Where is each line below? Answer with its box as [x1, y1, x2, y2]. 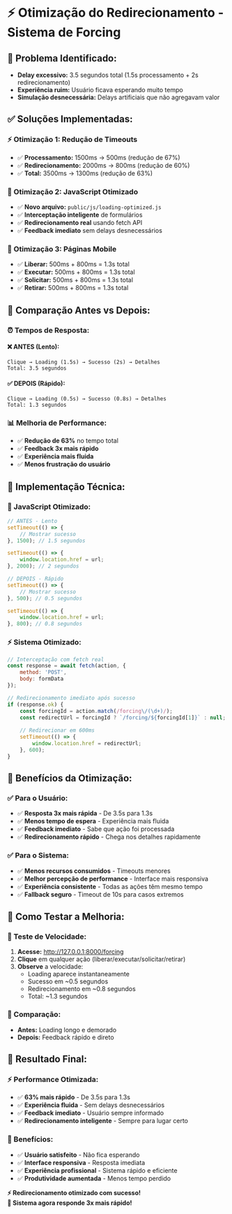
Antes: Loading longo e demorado [17, 1025, 117, 1034]
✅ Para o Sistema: [7, 851, 70, 860]
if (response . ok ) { [7, 701, 64, 708]
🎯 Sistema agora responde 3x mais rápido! [7, 1199, 132, 1207]
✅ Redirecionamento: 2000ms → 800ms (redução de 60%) [17, 161, 190, 169]
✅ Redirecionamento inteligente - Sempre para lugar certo [17, 1117, 189, 1125]
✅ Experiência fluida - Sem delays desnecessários [17, 1101, 165, 1109]
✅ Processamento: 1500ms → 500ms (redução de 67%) [17, 153, 180, 161]
